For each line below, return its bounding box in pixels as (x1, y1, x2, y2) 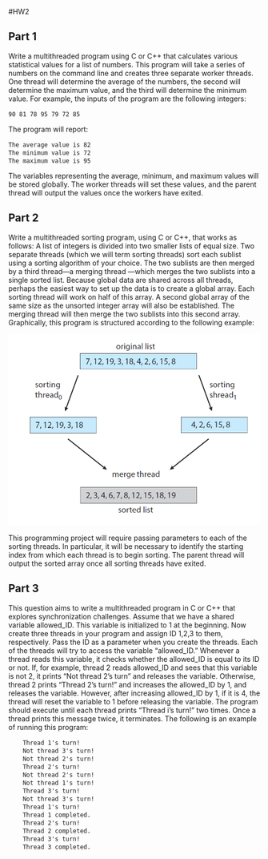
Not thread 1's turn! (22, 779, 94, 787)
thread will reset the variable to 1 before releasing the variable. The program (8, 696, 258, 706)
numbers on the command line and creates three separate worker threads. (8, 68, 254, 78)
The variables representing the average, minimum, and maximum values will (8, 171, 259, 180)
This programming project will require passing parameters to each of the (8, 533, 248, 542)
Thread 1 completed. (22, 811, 91, 819)
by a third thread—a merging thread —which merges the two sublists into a (8, 266, 256, 276)
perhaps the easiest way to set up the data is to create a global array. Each (8, 284, 254, 293)
